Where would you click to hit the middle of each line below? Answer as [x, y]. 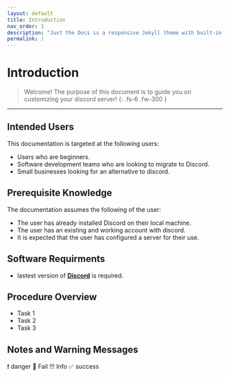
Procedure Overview [52, 296]
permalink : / [26, 39]
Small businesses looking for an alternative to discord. [93, 171]
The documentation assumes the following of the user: [84, 209]
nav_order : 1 [26, 26]
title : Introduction [37, 20]
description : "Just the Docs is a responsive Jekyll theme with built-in [115, 33]
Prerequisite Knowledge [60, 193]
